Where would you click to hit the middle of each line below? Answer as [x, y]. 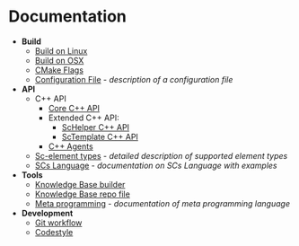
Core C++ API [74, 108]
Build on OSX [59, 60]
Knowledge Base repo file [83, 194]
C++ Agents [70, 146]
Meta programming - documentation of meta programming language [163, 203]
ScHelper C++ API [96, 127]
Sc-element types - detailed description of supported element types [161, 155]
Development [47, 213]
